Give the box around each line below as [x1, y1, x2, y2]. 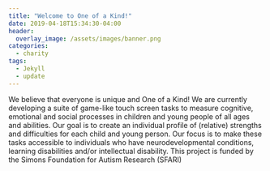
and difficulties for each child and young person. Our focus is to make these [8, 129, 262, 139]
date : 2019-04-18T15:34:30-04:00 [8, 19, 122, 28]
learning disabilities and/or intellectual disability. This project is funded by [8, 146, 254, 156]
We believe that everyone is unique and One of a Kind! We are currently [8, 94, 247, 104]
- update [15, 72, 45, 80]
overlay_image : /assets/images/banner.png [15, 34, 161, 43]
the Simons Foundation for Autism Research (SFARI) [8, 155, 182, 165]
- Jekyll [15, 65, 45, 73]
